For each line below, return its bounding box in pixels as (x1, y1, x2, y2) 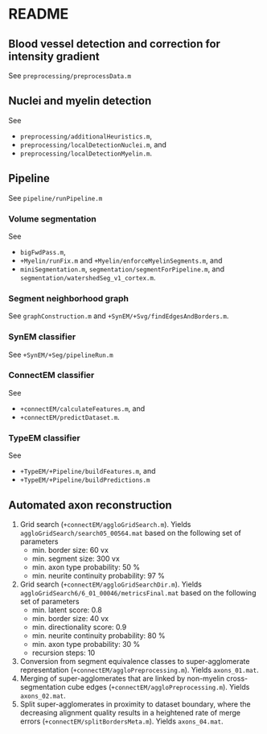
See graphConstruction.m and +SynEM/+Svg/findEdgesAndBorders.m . (8, 311, 229, 321)
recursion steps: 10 (31, 648, 96, 657)
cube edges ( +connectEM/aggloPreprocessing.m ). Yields (67, 682, 250, 691)
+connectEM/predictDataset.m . (19, 412, 121, 421)
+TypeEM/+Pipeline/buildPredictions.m (19, 476, 150, 484)
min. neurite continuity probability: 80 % (31, 630, 166, 641)
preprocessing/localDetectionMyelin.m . (19, 148, 153, 158)
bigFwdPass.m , (19, 247, 66, 256)
